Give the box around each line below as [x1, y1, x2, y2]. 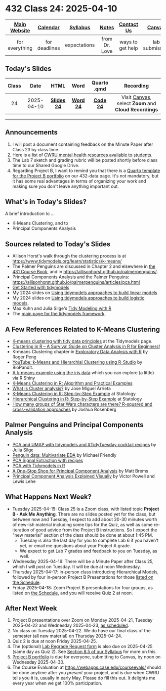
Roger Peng [12, 354, 37, 360]
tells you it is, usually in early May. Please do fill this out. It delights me [12, 675, 156, 681]
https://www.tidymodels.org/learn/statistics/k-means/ [12, 258, 122, 264]
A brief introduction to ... [5, 211, 55, 216]
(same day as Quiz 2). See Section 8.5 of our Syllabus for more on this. [12, 648, 157, 655]
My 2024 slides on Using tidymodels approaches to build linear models [12, 290, 158, 296]
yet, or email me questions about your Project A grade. [19, 542, 131, 549]
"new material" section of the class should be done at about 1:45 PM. [12, 532, 153, 538]
